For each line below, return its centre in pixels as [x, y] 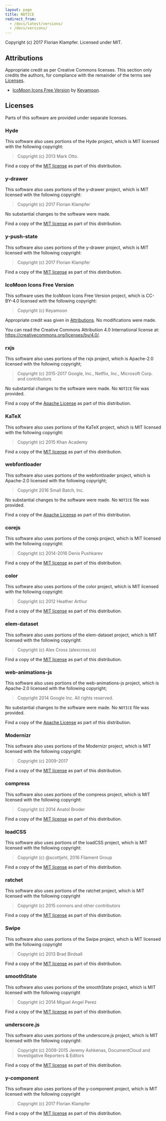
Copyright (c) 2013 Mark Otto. [48, 156]
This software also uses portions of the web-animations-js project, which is [82, 683]
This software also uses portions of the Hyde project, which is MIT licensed [82, 142]
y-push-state [22, 236]
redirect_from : [21, 19]
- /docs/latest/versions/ [36, 24]
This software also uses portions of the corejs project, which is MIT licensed [83, 538]
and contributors [34, 379]
